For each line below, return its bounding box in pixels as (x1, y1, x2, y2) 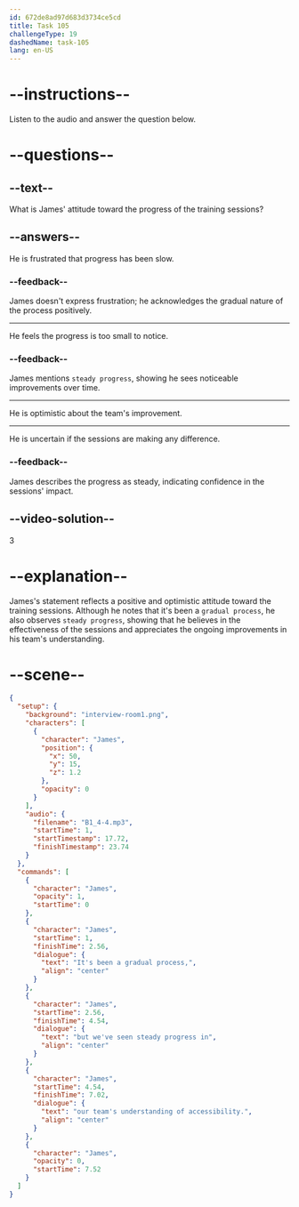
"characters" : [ (25, 719, 86, 728)
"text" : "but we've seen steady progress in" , (41, 1033, 217, 1042)
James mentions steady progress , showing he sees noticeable (9, 373, 238, 383)
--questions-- (9, 145, 114, 165)
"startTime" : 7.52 (32, 1165, 101, 1174)
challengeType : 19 (9, 29, 77, 38)
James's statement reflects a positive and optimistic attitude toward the (9, 595, 271, 606)
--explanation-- (9, 566, 128, 586)
